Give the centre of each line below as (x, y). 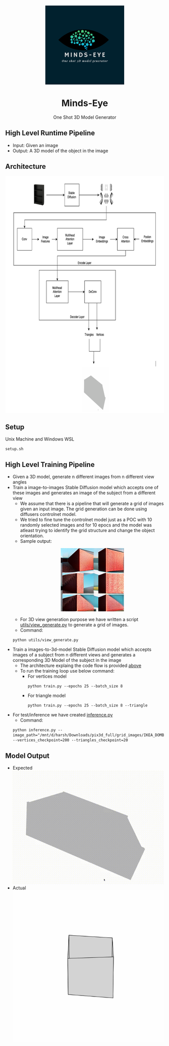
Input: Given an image (35, 145)
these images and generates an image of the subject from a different (84, 493)
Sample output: (36, 541)
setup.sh (14, 449)
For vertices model (47, 676)
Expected (22, 768)
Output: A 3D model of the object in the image (60, 151)
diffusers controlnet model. (48, 514)
